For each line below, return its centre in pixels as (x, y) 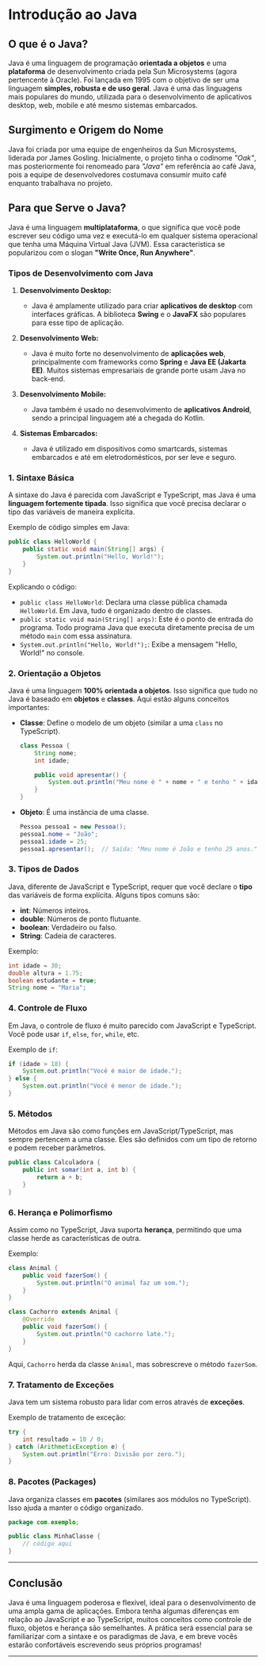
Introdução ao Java (73, 15)
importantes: (29, 707)
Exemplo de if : (33, 1049)
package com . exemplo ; (44, 1522)
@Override (39, 1319)
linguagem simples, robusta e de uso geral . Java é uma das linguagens (125, 88)
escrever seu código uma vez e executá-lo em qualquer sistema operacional (133, 235)
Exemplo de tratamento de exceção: (67, 1417)
